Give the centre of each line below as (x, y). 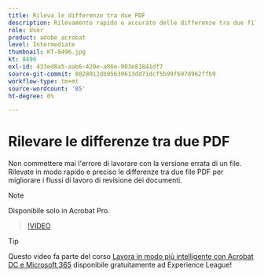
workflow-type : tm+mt (44, 81)
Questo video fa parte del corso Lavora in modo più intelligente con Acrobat (131, 257)
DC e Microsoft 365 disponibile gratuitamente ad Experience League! (120, 265)
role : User (26, 30)
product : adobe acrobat (47, 37)
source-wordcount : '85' (47, 89)
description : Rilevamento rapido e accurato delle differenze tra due (126, 23)
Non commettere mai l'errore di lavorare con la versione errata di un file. (125, 164)
